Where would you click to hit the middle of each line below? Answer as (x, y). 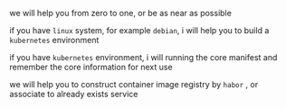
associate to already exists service (74, 94)
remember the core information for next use (91, 67)
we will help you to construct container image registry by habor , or (134, 84)
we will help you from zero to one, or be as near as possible (121, 13)
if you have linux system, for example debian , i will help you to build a (139, 30)
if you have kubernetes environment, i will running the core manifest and (143, 57)
